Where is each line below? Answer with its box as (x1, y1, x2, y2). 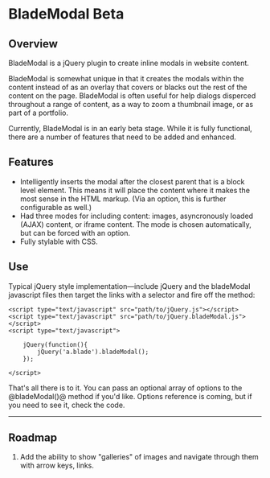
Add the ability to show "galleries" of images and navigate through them (19, 452, 259, 462)
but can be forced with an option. (19, 228, 131, 237)
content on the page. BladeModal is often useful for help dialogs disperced (8, 91, 256, 101)
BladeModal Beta (8, 5, 125, 23)
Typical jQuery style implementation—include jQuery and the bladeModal (8, 281, 251, 291)
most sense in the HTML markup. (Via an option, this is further (19, 194, 227, 204)
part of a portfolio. (8, 108, 68, 117)
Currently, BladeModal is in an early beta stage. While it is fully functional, (8, 124, 253, 133)
